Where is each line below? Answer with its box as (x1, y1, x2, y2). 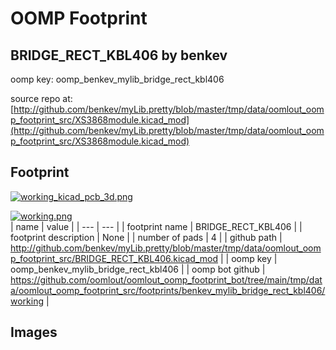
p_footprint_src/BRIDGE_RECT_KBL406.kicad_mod (10, 252, 219, 264)
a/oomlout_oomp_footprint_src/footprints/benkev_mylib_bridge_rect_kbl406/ (10, 284, 326, 296)
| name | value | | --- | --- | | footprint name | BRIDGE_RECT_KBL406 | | (10, 220, 303, 232)
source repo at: (10, 93, 73, 104)
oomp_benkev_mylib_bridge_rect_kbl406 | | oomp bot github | (10, 263, 266, 275)
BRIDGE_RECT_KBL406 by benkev (10, 47, 228, 64)
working (10, 295, 45, 307)
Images (10, 324, 58, 341)
